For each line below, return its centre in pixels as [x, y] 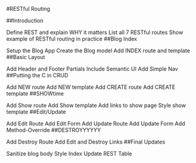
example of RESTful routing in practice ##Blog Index [72, 39]
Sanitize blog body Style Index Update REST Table [69, 154]
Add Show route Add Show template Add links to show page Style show [96, 105]
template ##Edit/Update [36, 112]
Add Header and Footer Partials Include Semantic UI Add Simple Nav [92, 69]
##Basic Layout [26, 57]
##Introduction [25, 20]
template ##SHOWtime [35, 93]
